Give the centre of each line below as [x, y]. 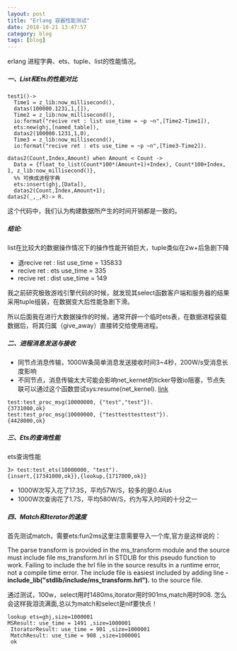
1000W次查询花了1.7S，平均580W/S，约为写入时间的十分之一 [108, 499]
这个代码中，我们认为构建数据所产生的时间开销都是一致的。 [94, 211]
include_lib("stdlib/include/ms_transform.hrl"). [79, 580]
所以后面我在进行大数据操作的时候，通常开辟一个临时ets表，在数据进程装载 [117, 317]
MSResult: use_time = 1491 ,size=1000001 [69, 623]
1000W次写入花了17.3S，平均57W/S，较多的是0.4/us [94, 490]
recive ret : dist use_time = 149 [62, 278]
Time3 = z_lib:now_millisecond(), [64, 140]
